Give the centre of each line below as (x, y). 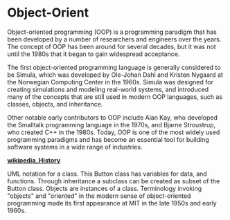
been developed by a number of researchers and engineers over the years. (114, 39)
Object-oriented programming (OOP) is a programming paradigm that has (112, 32)
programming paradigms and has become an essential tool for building (108, 139)
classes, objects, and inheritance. (55, 104)
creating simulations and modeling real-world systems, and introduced (108, 89)
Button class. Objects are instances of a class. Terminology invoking (105, 188)
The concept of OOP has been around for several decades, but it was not (112, 46)
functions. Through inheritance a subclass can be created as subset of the (114, 181)
